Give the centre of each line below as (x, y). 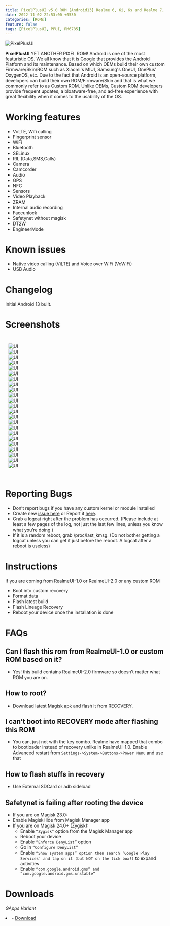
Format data (25, 596)
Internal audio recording (38, 208)
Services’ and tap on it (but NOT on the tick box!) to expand (88, 858)
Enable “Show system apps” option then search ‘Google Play (85, 853)
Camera (21, 164)
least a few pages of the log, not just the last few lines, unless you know (88, 524)
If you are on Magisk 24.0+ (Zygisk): (50, 825)
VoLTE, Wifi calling (32, 132)
